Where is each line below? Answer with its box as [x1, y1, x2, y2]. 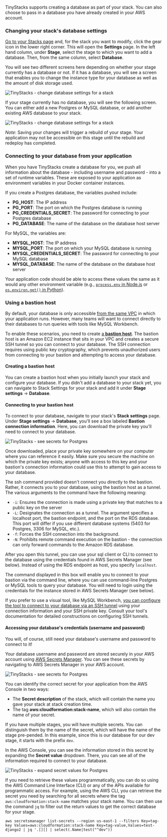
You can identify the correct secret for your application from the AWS [5, 681, 148, 687]
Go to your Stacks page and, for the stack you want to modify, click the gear [5, 38, 162, 44]
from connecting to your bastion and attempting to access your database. [5, 352, 157, 358]
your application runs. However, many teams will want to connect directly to [5, 316, 161, 322]
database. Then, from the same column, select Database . [5, 54, 124, 60]
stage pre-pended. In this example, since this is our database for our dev [5, 732, 155, 738]
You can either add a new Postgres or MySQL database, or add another [5, 105, 152, 111]
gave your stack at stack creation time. [12, 701, 92, 707]
